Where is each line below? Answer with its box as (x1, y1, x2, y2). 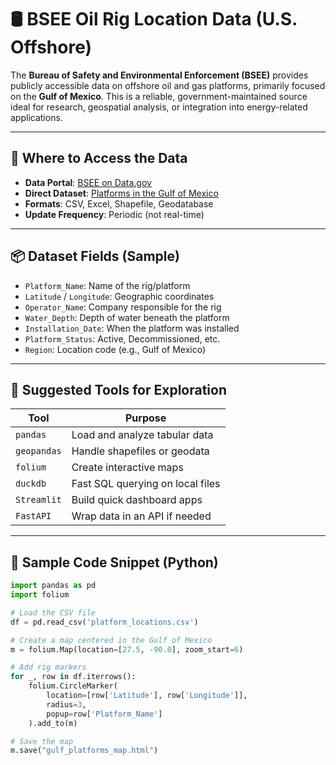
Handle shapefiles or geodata (71, 444, 210, 458)
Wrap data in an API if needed (71, 509, 212, 523)
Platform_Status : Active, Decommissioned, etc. (24, 332, 221, 345)
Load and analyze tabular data (71, 428, 214, 442)
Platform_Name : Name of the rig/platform (24, 279, 191, 291)
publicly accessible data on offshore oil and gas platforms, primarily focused (10, 79, 326, 91)
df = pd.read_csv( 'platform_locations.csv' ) (10, 617, 199, 627)
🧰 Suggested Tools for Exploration (10, 381, 227, 398)
